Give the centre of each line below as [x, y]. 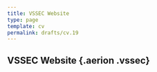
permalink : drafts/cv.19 [43, 33]
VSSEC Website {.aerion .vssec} [78, 60]
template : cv [26, 26]
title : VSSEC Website [38, 13]
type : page [23, 20]
